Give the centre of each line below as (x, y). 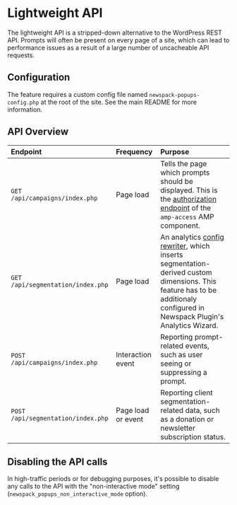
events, (197, 346)
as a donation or (187, 419)
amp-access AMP (187, 216)
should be (177, 181)
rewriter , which (185, 245)
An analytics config (192, 237)
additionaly (179, 298)
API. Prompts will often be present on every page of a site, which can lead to (119, 40)
